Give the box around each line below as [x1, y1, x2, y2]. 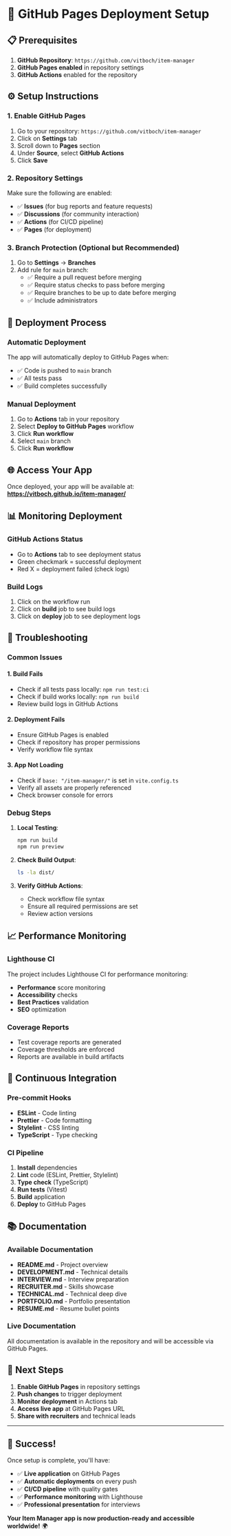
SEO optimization [16, 1005, 67, 1013]
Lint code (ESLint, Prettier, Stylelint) [16, 1170, 119, 1178]
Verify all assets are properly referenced [16, 783, 132, 791]
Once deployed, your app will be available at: [7, 483, 135, 491]
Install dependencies [16, 1163, 78, 1172]
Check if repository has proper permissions [16, 738, 141, 746]
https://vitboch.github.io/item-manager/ [7, 490, 126, 498]
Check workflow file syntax [27, 895, 105, 903]
